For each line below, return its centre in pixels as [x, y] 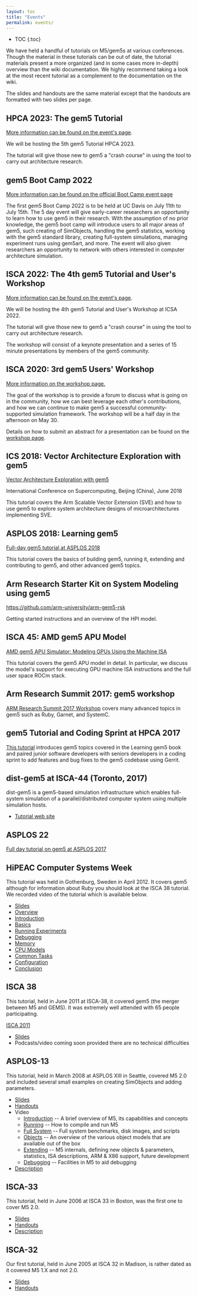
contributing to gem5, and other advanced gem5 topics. [74, 565]
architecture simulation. [35, 256]
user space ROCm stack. [36, 675]
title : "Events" [26, 17]
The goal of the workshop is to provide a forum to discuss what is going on [97, 395]
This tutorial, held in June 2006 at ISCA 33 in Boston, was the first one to [94, 1201]
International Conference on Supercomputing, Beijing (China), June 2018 [94, 491]
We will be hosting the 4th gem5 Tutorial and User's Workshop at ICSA [92, 309]
